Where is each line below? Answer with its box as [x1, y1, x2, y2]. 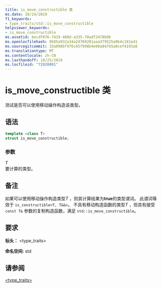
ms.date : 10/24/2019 [5, 12, 48, 17]
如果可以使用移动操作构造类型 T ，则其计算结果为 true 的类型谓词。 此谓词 [5, 195, 153, 201]
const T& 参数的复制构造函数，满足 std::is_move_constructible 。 [5, 208, 139, 214]
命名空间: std [5, 248, 32, 254]
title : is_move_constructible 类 [5, 7, 73, 12]
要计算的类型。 [5, 165, 35, 171]
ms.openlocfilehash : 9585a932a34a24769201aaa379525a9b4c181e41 [5, 39, 138, 44]
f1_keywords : [5, 16, 32, 21]
